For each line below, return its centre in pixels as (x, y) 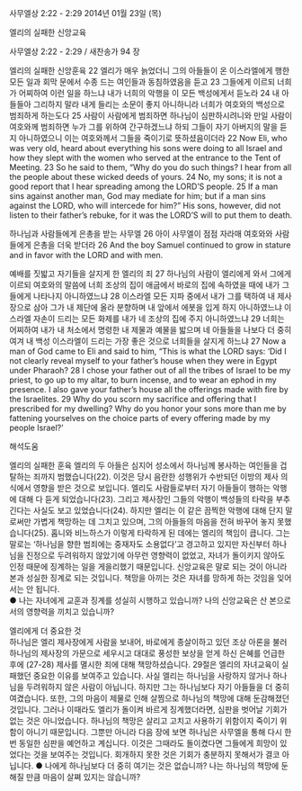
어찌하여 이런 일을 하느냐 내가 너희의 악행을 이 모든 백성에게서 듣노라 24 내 (149, 93)
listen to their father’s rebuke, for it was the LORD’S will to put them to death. (151, 215)
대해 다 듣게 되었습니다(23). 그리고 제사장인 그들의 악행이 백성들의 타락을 (146, 499)
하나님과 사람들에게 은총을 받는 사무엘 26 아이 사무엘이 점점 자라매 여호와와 (141, 234)
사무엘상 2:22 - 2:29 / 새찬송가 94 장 (75, 51)
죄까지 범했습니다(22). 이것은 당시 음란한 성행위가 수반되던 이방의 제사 (155, 476)
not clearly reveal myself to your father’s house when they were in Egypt (143, 361)
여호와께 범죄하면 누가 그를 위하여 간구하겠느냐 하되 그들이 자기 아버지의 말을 (144, 127)
